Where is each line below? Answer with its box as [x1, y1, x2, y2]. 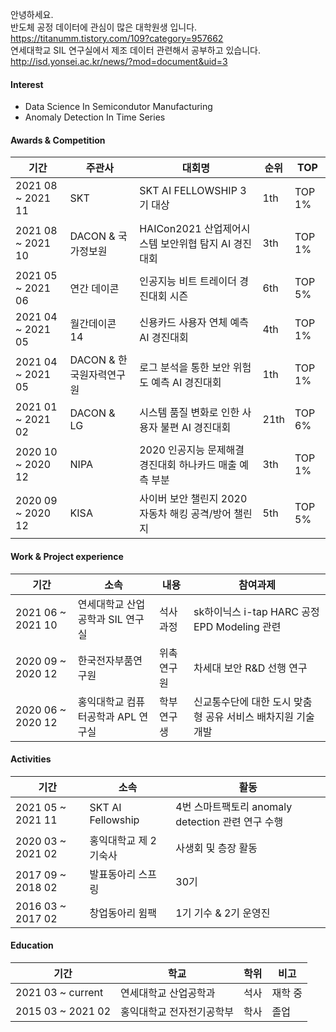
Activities [10, 753, 52, 765]
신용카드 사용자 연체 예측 [139, 316, 250, 330]
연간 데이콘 [69, 282, 120, 296]
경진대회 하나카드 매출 [139, 458, 237, 472]
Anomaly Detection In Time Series [24, 111, 166, 123]
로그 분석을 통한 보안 [139, 361, 231, 375]
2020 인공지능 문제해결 [139, 443, 245, 457]
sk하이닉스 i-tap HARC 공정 [193, 604, 320, 618]
